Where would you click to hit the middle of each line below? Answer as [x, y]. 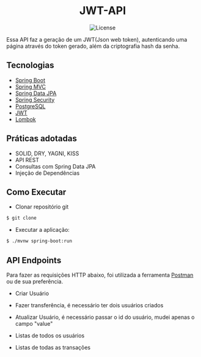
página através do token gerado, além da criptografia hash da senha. [93, 46]
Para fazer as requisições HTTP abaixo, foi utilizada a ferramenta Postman [100, 275]
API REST [27, 159]
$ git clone [21, 218]
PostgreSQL [30, 106]
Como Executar [36, 192]
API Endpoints [34, 260]
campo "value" [34, 323]
